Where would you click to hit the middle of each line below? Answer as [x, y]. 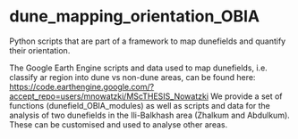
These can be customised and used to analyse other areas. [119, 124]
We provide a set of [247, 96]
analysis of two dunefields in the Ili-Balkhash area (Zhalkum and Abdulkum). [150, 115]
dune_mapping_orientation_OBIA [135, 16]
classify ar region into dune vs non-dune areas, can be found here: [132, 77]
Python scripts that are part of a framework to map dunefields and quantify [148, 41]
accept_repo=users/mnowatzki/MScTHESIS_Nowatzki [109, 96]
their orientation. [40, 50]
